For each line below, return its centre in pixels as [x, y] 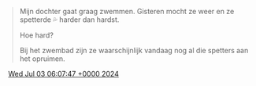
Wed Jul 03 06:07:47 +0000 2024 [63, 74]
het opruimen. [42, 59]
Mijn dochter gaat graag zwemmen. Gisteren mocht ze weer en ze [127, 11]
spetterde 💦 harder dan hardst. [69, 20]
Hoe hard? [36, 35]
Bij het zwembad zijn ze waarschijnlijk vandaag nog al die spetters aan [134, 50]
